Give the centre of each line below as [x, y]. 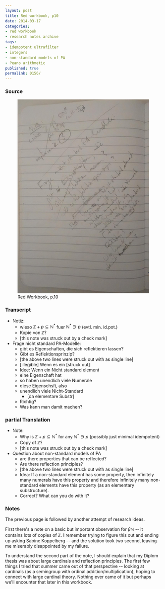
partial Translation [28, 420]
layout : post [19, 10]
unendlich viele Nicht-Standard [51, 391]
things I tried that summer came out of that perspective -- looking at [75, 566]
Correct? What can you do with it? [55, 496]
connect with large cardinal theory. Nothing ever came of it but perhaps [78, 577]
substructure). [34, 491]
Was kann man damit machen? [51, 407]
